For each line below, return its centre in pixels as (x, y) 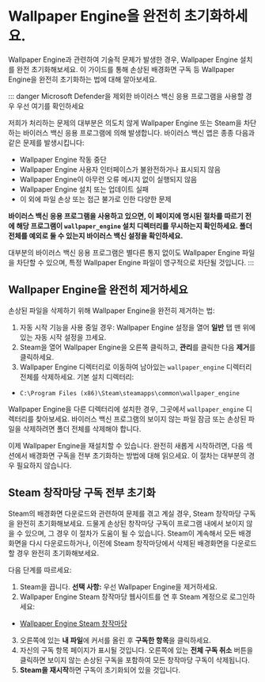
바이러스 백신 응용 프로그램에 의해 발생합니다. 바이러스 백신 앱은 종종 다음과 (139, 132)
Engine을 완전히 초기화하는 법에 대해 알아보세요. (83, 79)
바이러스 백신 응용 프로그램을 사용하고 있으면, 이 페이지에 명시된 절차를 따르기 (126, 215)
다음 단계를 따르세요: (40, 570)
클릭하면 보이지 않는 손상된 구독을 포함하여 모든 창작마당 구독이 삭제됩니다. (135, 660)
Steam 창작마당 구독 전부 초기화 (82, 493)
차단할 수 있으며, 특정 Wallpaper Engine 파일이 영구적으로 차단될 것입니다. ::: (135, 262)
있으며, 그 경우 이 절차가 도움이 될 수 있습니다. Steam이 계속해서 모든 (131, 533)
